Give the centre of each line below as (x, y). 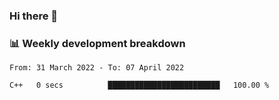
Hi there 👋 (34, 16)
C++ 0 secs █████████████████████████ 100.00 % (139, 85)
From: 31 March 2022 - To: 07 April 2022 (97, 68)
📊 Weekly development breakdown (97, 43)
